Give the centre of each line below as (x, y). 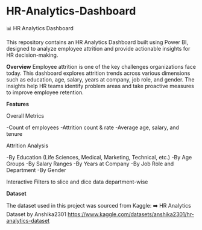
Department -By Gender (36, 170)
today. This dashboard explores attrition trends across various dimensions (98, 73)
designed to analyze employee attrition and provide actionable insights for (98, 48)
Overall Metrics (25, 115)
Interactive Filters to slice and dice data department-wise (77, 182)
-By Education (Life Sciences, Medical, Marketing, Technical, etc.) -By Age (99, 157)
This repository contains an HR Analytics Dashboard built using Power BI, (97, 42)
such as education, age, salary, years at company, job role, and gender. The (100, 79)
